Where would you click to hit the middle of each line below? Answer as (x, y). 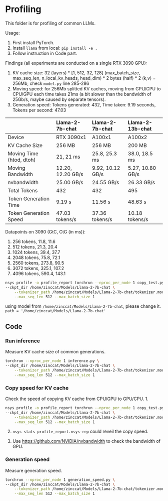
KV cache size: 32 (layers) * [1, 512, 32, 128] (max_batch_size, (76, 73)
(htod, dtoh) (22, 160)
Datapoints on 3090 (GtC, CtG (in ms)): (45, 231)
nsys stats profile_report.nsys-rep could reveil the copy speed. (80, 431)
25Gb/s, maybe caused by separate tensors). (59, 99)
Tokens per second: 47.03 (39, 110)
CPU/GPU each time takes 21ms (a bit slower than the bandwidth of (82, 94)
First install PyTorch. (33, 42)
